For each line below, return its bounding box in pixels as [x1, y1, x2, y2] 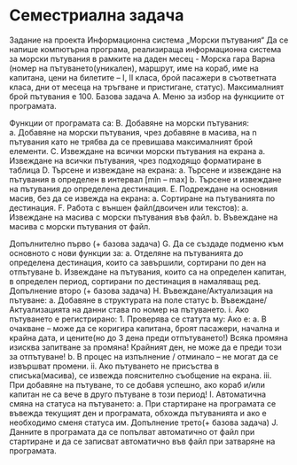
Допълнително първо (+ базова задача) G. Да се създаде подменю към [9, 238, 284, 249]
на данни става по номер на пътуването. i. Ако [72, 304, 250, 314]
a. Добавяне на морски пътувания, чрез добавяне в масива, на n [9, 127, 257, 137]
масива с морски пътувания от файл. [9, 221, 151, 231]
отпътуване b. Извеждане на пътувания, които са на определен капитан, [9, 267, 286, 277]
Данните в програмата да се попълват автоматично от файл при [9, 426, 255, 437]
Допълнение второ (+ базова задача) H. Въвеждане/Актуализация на [9, 285, 273, 296]
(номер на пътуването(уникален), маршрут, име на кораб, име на [9, 63, 259, 74]
